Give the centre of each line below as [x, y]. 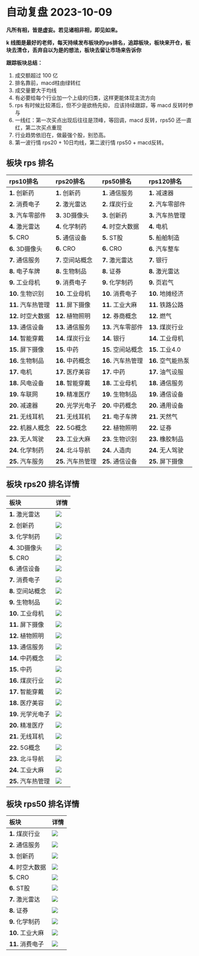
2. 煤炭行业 [118, 204]
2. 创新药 [22, 525]
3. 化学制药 [25, 536]
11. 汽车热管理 [30, 305]
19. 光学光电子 [30, 714]
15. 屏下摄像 [27, 349]
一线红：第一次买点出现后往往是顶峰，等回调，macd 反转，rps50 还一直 [103, 120]
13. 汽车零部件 [122, 327]
